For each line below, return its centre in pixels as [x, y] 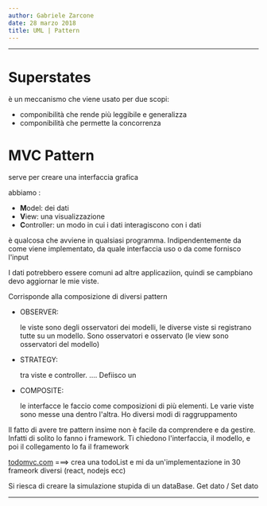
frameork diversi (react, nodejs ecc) [67, 471]
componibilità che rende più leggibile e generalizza [103, 115]
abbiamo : [25, 193]
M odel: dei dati [44, 208]
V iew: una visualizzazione [62, 216]
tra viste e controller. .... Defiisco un [78, 376]
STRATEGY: [39, 360]
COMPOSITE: [42, 391]
